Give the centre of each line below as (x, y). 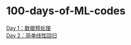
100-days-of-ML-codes (66, 11)
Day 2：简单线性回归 (32, 35)
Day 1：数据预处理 (29, 28)
